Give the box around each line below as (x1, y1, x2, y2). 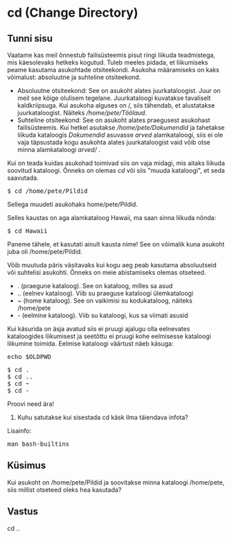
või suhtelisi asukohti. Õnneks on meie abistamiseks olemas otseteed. (7, 269, 206, 276)
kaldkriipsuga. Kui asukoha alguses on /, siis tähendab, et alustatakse (17, 101, 215, 109)
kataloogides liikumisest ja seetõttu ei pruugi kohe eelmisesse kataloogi (7, 332, 211, 340)
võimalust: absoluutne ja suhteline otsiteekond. (7, 73, 141, 81)
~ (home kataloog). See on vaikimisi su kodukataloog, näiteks (17, 296, 193, 305)
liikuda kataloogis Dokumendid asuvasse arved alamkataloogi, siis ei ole (17, 131, 224, 139)
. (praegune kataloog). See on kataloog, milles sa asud (17, 282, 173, 289)
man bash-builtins (7, 440, 70, 448)
